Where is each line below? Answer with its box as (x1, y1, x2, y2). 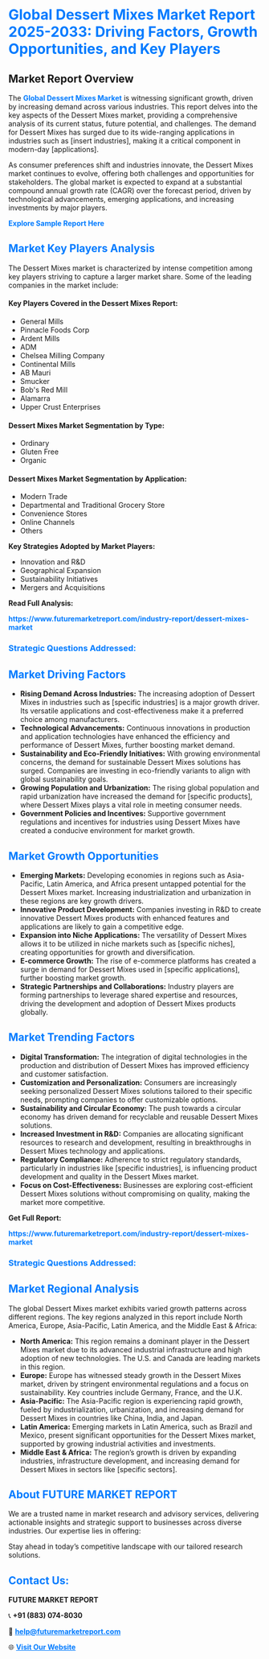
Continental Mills (19, 360, 76, 369)
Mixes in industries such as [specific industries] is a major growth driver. (19, 698, 260, 708)
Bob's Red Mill (19, 385, 68, 395)
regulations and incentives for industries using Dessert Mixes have (19, 817, 241, 827)
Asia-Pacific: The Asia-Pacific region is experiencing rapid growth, (19, 1396, 243, 1405)
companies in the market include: (8, 280, 119, 290)
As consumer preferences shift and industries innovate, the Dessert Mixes (8, 160, 254, 170)
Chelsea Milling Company (19, 351, 105, 361)
